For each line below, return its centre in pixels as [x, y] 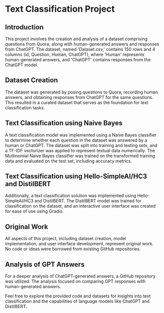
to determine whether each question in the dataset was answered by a [76, 140]
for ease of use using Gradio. [35, 211]
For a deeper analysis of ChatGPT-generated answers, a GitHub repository [80, 276]
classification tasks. [25, 108]
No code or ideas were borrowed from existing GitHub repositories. [73, 249]
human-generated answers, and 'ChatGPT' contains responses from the [78, 60]
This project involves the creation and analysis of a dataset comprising [76, 39]
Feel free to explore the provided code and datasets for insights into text [78, 296]
